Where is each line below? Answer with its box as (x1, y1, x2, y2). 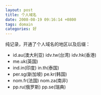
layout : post (5, 7, 33, 13)
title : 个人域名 (5, 12, 37, 17)
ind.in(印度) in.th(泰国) (12, 65, 60, 71)
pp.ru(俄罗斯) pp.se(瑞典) (12, 84, 66, 90)
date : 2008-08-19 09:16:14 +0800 (5, 17, 77, 22)
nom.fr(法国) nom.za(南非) (12, 78, 68, 84)
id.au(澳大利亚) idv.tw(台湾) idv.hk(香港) (12, 52, 97, 58)
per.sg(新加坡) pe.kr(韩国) (12, 71, 67, 77)
